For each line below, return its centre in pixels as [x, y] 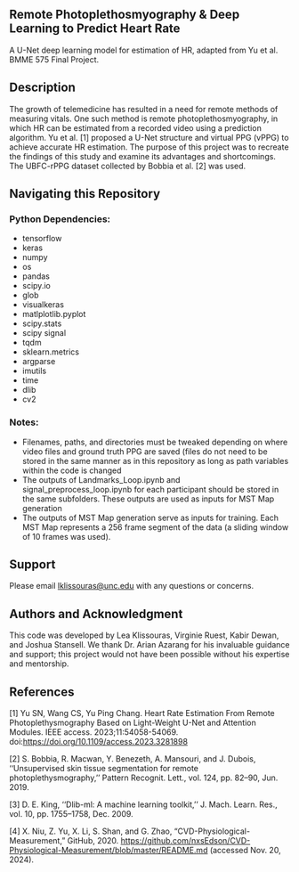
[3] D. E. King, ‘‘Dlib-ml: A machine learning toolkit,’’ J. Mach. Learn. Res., [143, 804]
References [42, 692]
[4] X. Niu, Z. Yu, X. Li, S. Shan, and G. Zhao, [91, 831]
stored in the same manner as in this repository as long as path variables [155, 460]
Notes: [24, 422]
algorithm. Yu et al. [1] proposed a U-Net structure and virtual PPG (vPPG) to [149, 137]
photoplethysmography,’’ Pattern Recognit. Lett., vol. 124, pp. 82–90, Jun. [144, 778]
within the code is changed [72, 470]
